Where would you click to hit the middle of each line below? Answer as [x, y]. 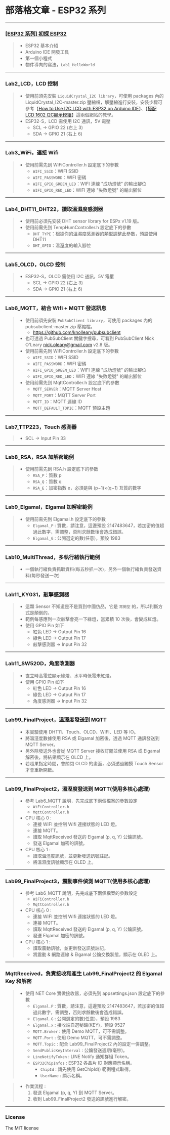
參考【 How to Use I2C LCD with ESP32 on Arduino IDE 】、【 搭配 [91, 108]
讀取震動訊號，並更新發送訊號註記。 [71, 948]
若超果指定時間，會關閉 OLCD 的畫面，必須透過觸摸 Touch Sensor [94, 763]
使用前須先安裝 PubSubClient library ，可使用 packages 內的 [89, 320]
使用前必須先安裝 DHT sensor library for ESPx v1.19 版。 [83, 221]
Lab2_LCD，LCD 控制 [32, 84]
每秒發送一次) [45, 575]
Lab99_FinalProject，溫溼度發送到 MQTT [56, 720]
